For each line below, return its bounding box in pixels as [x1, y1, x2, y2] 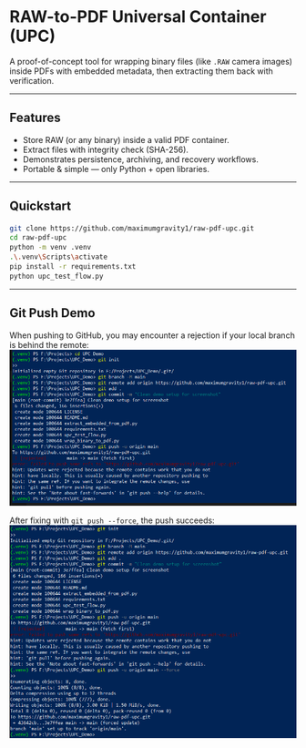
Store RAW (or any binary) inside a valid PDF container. [22, 134, 229, 145]
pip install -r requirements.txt [9, 262, 137, 272]
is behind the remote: [9, 339, 89, 350]
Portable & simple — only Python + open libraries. [22, 163, 209, 174]
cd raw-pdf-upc [9, 233, 67, 242]
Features [9, 110, 61, 126]
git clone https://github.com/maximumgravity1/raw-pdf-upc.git [9, 223, 255, 233]
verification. [9, 75, 55, 86]
